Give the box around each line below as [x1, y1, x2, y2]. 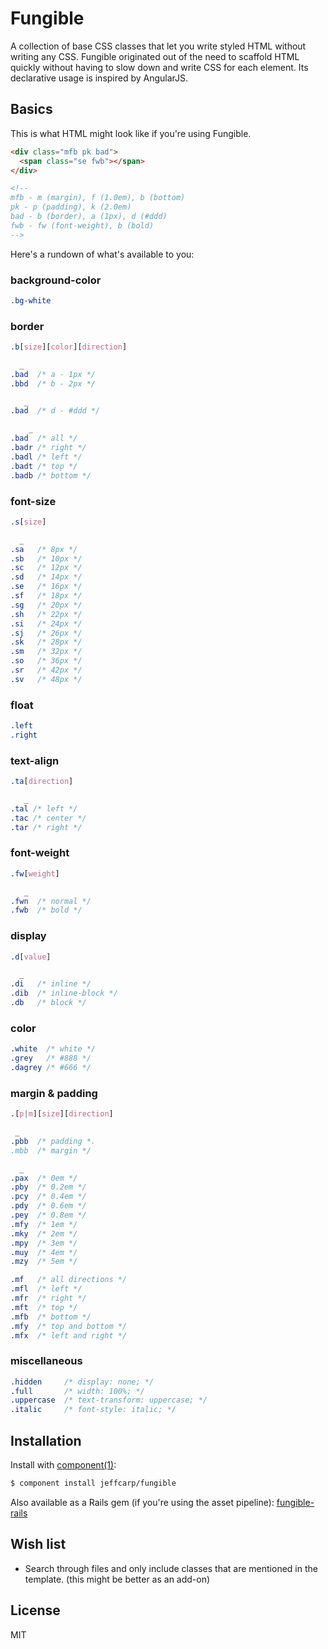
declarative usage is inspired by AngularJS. [10, 72, 189, 84]
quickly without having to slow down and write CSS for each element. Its [10, 61, 309, 73]
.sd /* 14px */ [10, 572, 83, 582]
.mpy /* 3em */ [10, 1238, 78, 1248]
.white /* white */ [10, 1044, 97, 1054]
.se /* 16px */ [10, 582, 83, 592]
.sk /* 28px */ [10, 637, 83, 647]
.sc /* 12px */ [10, 563, 83, 573]
